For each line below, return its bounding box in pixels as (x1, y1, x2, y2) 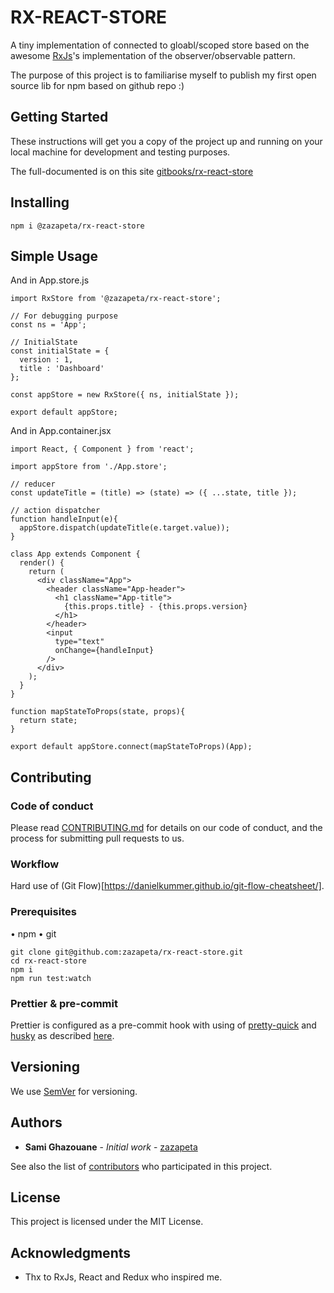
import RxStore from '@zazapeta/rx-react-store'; (10, 294, 222, 304)
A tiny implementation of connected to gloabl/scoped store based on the (10, 39, 310, 51)
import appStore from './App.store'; (10, 462, 168, 472)
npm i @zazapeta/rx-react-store (10, 221, 145, 231)
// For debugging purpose (10, 311, 118, 321)
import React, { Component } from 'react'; (10, 444, 195, 455)
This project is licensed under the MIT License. (10, 1216, 204, 1228)
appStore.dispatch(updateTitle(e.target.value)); (19, 523, 230, 533)
